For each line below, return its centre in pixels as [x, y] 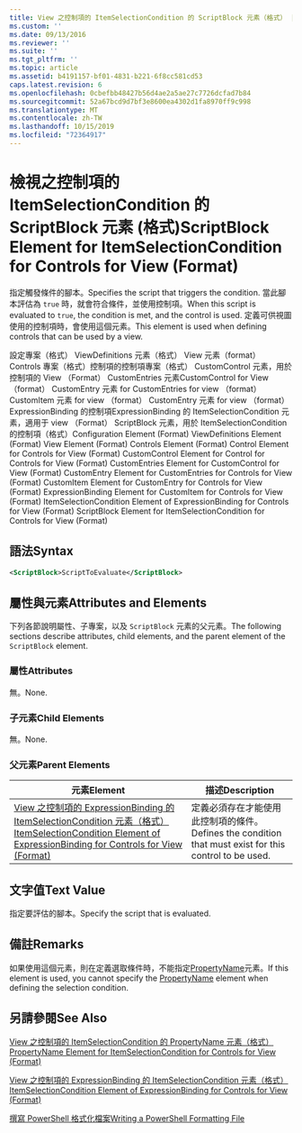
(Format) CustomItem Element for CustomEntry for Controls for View [136, 482]
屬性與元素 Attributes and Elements [108, 603]
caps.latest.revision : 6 [56, 85]
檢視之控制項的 [65, 183]
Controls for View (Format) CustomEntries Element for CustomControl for [145, 463]
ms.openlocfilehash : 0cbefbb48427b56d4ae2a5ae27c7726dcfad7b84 [130, 93]
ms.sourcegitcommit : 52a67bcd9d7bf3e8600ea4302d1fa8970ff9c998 [130, 101]
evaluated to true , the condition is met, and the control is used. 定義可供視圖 [151, 315]
